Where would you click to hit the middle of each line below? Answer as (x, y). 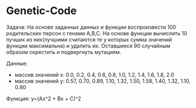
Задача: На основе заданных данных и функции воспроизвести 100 (91, 27)
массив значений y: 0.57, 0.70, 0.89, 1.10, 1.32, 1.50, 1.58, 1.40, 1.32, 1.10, (102, 81)
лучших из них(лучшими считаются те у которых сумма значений (89, 39)
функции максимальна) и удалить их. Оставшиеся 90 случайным (88, 46)
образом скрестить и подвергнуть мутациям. (64, 52)
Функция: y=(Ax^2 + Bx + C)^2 (44, 99)
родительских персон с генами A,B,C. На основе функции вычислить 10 (97, 33)
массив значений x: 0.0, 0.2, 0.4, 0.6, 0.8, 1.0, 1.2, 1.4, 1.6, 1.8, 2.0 (94, 75)
